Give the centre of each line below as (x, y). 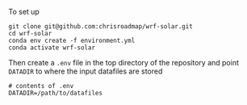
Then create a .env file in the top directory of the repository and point (124, 63)
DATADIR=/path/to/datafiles (56, 93)
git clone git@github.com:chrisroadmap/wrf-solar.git (101, 27)
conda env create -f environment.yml (72, 40)
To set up (24, 12)
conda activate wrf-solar (52, 48)
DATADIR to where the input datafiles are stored (86, 71)
